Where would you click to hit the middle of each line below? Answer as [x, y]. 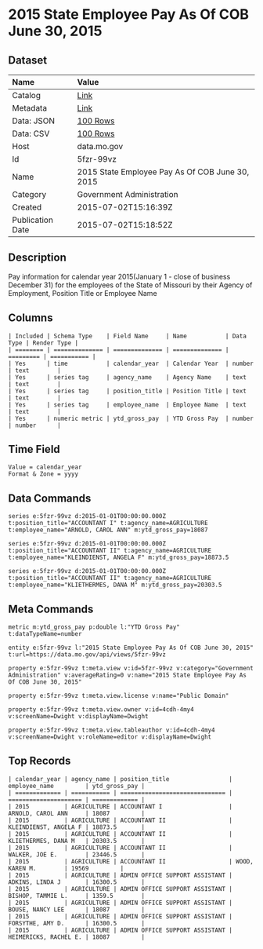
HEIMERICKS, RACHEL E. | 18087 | [77, 937]
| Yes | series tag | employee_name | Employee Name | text [127, 405]
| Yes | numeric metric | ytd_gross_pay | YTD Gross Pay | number [131, 418]
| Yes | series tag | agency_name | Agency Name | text [127, 377]
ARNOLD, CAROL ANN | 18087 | [77, 813]
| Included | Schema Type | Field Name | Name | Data [127, 336]
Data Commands [50, 498]
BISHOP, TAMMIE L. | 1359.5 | [77, 896]
